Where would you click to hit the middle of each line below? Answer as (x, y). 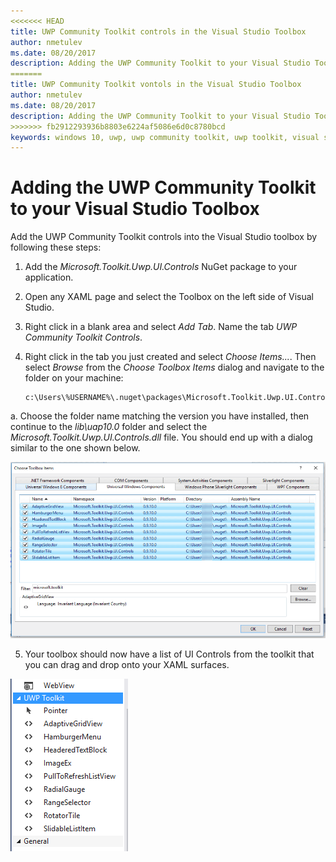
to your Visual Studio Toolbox (135, 209)
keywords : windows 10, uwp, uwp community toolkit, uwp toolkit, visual (165, 137)
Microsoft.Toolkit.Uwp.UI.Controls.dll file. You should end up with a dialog (161, 437)
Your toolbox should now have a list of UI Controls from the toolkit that (169, 654)
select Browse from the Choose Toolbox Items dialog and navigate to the (174, 367)
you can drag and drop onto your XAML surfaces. (127, 665)
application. (49, 277)
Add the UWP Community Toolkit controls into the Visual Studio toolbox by (164, 237)
